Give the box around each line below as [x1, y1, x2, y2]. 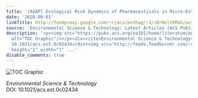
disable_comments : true [6, 52, 65, 58]
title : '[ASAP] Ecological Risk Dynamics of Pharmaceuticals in [6, 8, 167, 15]
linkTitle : [6, 19, 33, 25]
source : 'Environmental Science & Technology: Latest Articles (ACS [6, 25, 178, 31]
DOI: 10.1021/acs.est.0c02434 [6, 86, 78, 93]
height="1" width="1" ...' [11, 47, 78, 53]
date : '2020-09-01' [6, 14, 54, 20]
